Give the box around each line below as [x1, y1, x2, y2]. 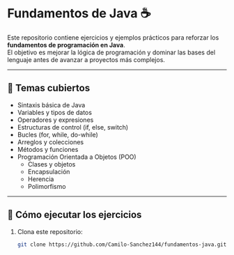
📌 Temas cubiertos [7, 82, 91, 94]
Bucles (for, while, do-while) [17, 130, 99, 139]
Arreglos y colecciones [17, 137, 84, 146]
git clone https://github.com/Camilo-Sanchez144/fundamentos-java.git [17, 241, 227, 248]
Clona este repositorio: [17, 227, 83, 235]
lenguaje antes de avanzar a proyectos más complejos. [7, 55, 166, 63]
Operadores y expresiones [17, 116, 94, 124]
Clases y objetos [27, 160, 76, 168]
